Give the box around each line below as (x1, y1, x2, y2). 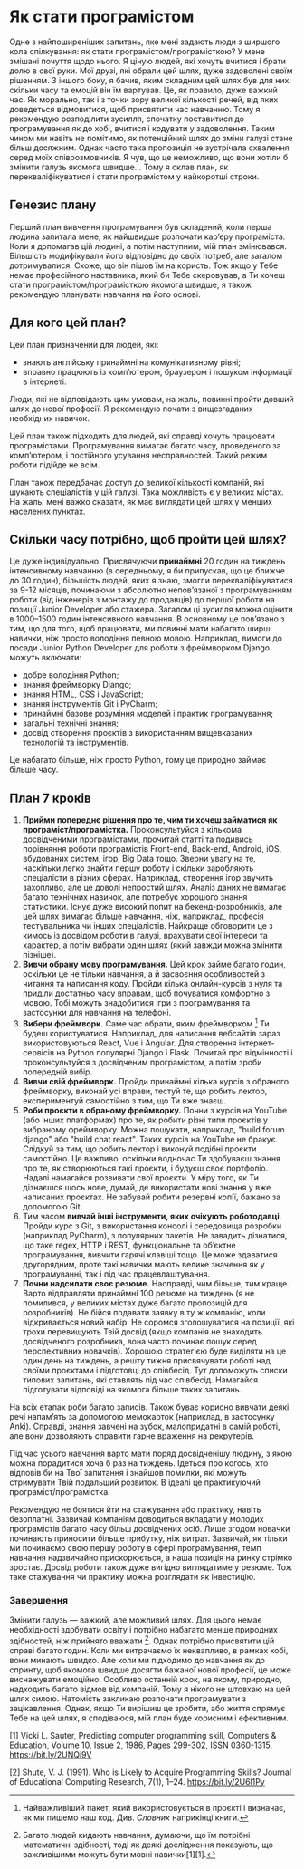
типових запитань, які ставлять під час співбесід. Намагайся (22, 1374, 259, 1385)
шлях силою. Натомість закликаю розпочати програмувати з (9, 1692, 247, 1704)
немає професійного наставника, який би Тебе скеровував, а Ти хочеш (9, 269, 286, 280)
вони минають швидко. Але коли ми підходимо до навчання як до (9, 1654, 265, 1665)
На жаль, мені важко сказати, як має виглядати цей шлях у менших (9, 496, 273, 506)
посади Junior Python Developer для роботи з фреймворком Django (9, 642, 271, 653)
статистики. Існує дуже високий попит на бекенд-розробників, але (22, 901, 283, 912)
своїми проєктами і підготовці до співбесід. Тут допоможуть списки (22, 1364, 288, 1375)
